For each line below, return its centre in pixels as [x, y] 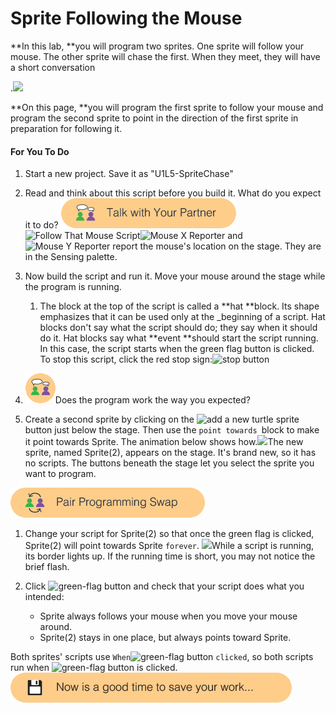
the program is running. [73, 287]
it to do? [41, 225]
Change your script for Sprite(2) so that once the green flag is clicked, [169, 534]
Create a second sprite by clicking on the [109, 419]
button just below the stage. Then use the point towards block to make [172, 430]
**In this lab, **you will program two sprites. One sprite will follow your [157, 46]
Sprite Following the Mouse [126, 18]
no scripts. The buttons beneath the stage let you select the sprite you [169, 463]
